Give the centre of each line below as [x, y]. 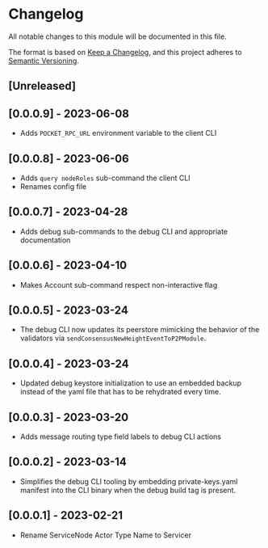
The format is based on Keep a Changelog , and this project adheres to [125, 52]
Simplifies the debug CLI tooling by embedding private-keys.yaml [129, 481]
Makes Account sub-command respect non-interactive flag [119, 285]
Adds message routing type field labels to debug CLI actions [121, 436]
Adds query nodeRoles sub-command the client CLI [105, 178]
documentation [45, 240]
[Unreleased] [42, 86]
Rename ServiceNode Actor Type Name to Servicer [106, 535]
